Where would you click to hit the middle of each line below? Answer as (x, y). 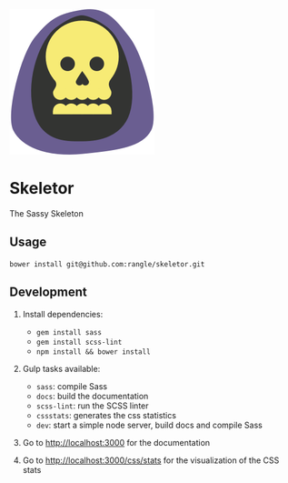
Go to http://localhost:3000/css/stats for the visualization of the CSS (151, 460)
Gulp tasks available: (61, 368)
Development (49, 292)
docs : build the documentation (92, 396)
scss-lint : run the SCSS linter (92, 406)
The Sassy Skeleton (47, 213)
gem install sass (69, 332)
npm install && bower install (94, 352)
